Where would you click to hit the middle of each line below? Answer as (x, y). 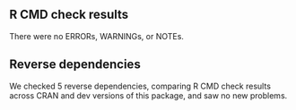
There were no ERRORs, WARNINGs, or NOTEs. (96, 36)
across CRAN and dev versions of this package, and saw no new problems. (148, 95)
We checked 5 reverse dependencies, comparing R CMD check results (140, 86)
